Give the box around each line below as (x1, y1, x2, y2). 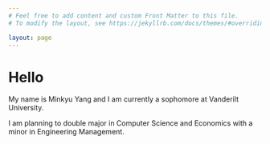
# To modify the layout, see (8, 19, 106, 27)
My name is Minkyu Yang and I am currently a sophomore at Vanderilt (8, 94, 239, 104)
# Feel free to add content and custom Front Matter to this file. (8, 11, 239, 20)
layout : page (8, 34, 52, 42)
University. (8, 103, 44, 113)
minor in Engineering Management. (8, 127, 125, 137)
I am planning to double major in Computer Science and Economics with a (8, 118, 253, 128)
